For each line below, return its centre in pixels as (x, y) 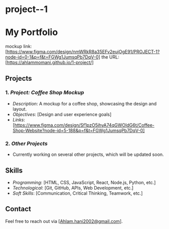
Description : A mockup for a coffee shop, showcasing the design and (84, 103)
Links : (19, 120)
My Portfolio (32, 33)
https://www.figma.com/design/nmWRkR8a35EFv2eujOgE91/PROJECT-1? (83, 52)
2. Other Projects (26, 143)
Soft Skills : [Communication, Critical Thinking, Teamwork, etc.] (77, 193)
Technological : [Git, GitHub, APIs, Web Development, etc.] (73, 188)
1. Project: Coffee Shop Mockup (45, 93)
